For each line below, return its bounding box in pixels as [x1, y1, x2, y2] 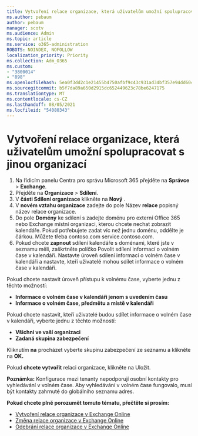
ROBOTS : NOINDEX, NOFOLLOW [6, 47, 73, 53]
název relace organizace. [15, 208, 77, 215]
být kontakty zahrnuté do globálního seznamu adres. [6, 388, 135, 395]
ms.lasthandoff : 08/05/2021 [6, 101, 76, 108]
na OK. [6, 352, 24, 360]
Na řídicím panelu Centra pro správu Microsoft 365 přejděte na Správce [15, 177, 190, 184]
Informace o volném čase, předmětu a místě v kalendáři [15, 299, 155, 307]
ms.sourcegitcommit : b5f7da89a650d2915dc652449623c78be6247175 [6, 85, 165, 91]
